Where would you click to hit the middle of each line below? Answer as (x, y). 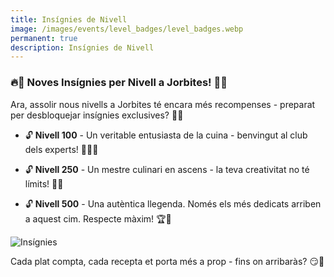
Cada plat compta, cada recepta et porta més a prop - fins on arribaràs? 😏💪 (167, 261)
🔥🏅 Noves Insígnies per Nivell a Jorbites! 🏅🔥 (119, 83)
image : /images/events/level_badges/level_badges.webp (127, 29)
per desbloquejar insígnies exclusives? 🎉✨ (97, 115)
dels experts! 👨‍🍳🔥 (61, 149)
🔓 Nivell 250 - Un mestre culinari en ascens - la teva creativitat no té (167, 169)
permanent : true (44, 38)
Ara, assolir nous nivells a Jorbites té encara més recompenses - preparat (163, 104)
